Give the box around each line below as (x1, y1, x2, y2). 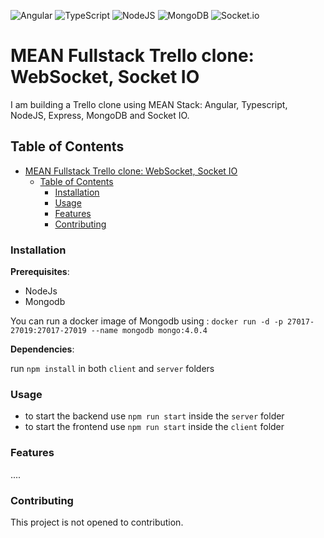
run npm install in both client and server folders (10, 363, 215, 375)
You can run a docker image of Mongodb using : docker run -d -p (10, 315, 283, 327)
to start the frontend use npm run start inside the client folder (24, 421, 285, 433)
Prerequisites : (10, 266, 70, 278)
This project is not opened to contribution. (10, 516, 184, 528)
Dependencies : (10, 343, 75, 355)
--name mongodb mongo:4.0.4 (90, 326, 208, 336)
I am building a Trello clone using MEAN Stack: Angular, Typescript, (10, 98, 288, 110)
